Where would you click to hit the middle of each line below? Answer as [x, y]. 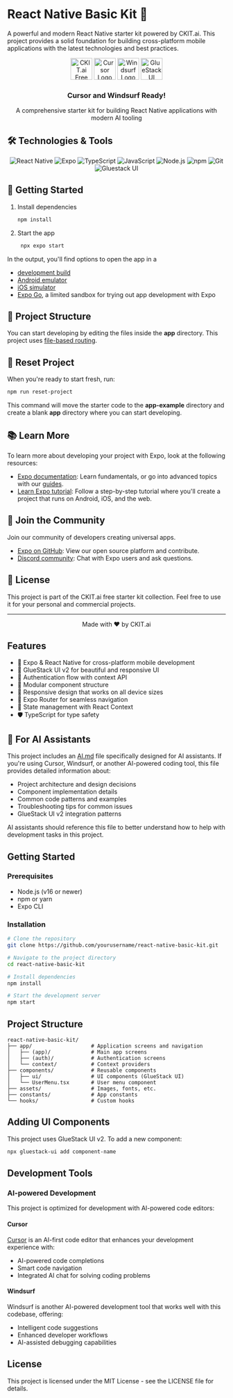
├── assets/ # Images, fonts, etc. [82, 1088]
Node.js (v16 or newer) [50, 891]
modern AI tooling [116, 118]
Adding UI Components [59, 1122]
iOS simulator [36, 287]
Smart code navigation [50, 1268]
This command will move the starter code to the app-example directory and [116, 405]
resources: [23, 463]
